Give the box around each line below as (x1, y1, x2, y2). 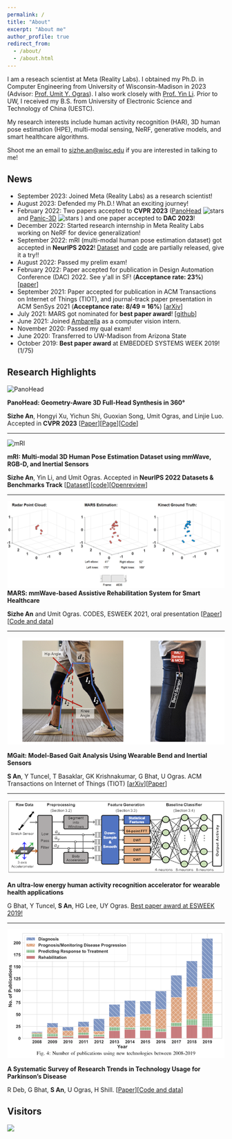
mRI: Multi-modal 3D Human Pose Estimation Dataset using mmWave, (7, 452, 212, 461)
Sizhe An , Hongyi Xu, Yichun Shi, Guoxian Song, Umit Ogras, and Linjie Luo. (7, 412, 224, 420)
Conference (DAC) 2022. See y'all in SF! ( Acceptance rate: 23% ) (17, 272, 204, 281)
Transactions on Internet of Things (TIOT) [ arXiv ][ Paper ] (7, 779, 168, 788)
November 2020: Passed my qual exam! (17, 324, 131, 333)
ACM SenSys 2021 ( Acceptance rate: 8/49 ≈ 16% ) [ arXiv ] (17, 302, 183, 310)
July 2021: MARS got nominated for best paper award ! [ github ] (17, 309, 197, 318)
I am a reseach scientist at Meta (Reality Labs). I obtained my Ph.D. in (7, 75, 204, 83)
